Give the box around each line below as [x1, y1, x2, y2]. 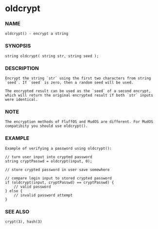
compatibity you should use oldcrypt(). [5, 123, 88, 129]
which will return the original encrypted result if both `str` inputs [5, 93, 153, 98]
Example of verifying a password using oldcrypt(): [5, 146, 112, 151]
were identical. [5, 97, 38, 102]
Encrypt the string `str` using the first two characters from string [5, 76, 151, 81]
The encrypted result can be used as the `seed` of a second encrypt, [5, 88, 151, 94]
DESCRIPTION [5, 65, 39, 71]
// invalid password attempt [14, 193, 73, 197]
